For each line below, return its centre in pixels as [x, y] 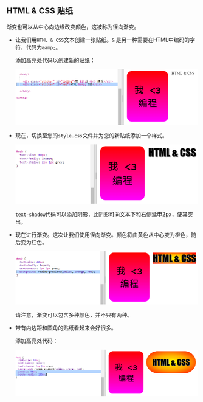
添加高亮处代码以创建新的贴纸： [55, 60]
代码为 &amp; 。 [43, 47]
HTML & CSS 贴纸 [40, 11]
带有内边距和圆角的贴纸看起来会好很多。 [66, 328]
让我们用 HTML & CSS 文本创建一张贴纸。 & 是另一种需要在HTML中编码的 [102, 40]
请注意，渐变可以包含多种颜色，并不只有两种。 [74, 315]
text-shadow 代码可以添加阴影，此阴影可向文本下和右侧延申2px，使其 [101, 214]
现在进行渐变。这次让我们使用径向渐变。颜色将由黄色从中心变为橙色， [103, 235]
